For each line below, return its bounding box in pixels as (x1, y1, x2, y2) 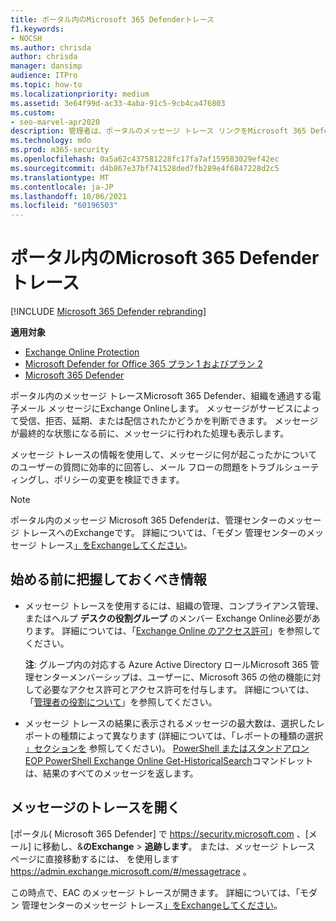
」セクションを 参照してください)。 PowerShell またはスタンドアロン (24, 742, 310, 754)
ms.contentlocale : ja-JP (10, 182, 114, 192)
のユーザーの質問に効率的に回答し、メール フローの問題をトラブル (10, 461, 285, 473)
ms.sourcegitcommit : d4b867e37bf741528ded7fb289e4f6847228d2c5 (10, 163, 280, 173)
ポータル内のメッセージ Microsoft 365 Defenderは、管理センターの (10, 514, 287, 526)
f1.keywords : (10, 24, 65, 34)
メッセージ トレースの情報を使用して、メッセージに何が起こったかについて (10, 449, 318, 461)
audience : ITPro (10, 71, 78, 81)
